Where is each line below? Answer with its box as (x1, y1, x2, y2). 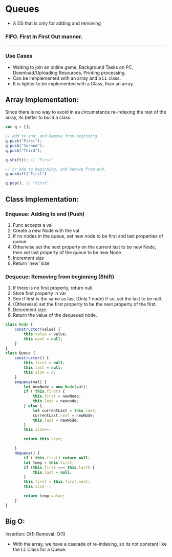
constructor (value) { (14, 327, 60, 332)
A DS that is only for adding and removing (12, 20, 101, 26)
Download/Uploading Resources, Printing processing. (12, 69, 126, 76)
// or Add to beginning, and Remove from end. (5, 167, 106, 172)
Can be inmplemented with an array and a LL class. (12, 75, 121, 81)
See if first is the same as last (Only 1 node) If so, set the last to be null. (12, 296, 162, 302)
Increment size (12, 255, 45, 261)
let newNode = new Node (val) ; (24, 384, 88, 389)
